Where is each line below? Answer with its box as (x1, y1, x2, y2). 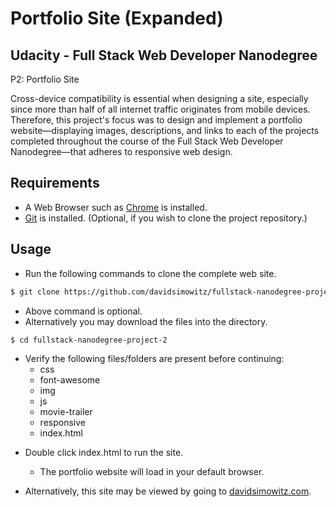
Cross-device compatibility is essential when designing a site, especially (10, 93, 309, 104)
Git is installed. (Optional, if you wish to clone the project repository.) (24, 212, 308, 224)
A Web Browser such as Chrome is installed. (24, 201, 208, 213)
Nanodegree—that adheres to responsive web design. (10, 146, 233, 157)
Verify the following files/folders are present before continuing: (24, 353, 285, 365)
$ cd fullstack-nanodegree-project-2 (10, 335, 168, 345)
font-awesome (39, 374, 101, 386)
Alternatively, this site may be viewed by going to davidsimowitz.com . (24, 485, 312, 497)
